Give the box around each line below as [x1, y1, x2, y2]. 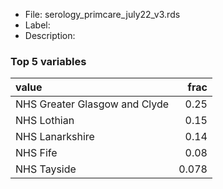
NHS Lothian [15, 114, 75, 128]
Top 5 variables [10, 54, 87, 68]
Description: [24, 30, 76, 41]
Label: [24, 19, 51, 31]
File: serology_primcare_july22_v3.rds [24, 9, 181, 20]
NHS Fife [15, 146, 58, 160]
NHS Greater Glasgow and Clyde [15, 97, 170, 111]
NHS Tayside [15, 162, 77, 176]
